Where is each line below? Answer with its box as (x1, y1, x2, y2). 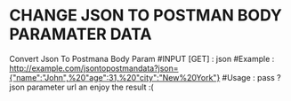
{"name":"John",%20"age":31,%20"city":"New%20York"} (9, 72, 221, 82)
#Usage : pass (222, 72, 276, 82)
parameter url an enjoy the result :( (26, 82, 154, 92)
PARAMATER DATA (9, 24, 152, 44)
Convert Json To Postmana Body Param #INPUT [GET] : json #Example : (9, 53, 275, 64)
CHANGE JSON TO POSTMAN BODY (9, 5, 282, 26)
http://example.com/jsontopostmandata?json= (9, 63, 180, 74)
